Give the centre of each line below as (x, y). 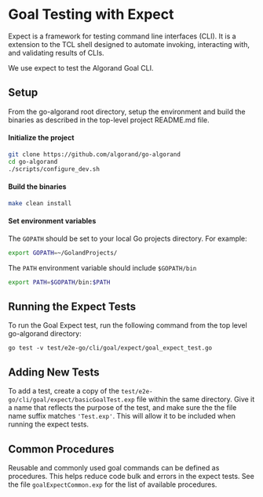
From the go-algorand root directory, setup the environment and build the (127, 111)
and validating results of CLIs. (56, 53)
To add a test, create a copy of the (64, 391)
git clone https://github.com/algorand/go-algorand (94, 154)
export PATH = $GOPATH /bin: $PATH (59, 282)
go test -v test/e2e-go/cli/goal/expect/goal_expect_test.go (110, 348)
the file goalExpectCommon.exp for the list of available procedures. (113, 484)
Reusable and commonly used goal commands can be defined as (114, 468)
